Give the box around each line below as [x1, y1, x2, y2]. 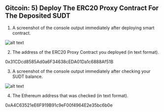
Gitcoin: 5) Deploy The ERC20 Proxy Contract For [5, 4, 159, 12]
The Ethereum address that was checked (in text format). [12, 92, 129, 98]
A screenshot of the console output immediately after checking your [12, 68, 151, 74]
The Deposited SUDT [5, 12, 70, 20]
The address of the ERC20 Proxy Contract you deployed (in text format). [12, 49, 159, 55]
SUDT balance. [12, 74, 43, 79]
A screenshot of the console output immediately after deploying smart [12, 25, 155, 31]
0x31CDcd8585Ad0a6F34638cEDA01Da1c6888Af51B [5, 59, 114, 65]
